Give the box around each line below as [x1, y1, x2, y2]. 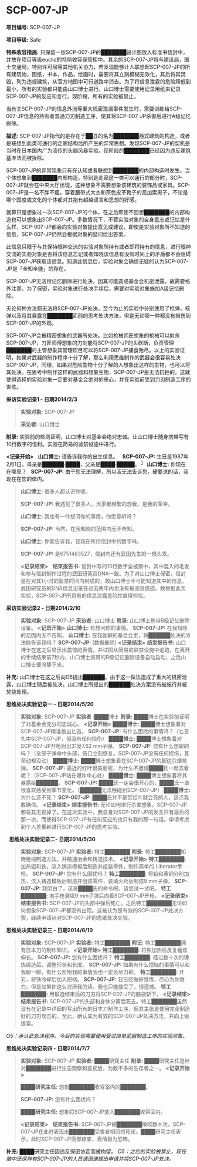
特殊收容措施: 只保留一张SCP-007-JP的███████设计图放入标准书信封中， [6, 48, 189, 56]
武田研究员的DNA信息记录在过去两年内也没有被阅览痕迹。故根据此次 [20, 585, 186, 592]
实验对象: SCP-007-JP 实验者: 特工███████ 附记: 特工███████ [20, 939, 181, 946]
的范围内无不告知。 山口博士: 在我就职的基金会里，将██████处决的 [20, 632, 186, 639]
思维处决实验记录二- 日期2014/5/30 [8, 835, 96, 842]
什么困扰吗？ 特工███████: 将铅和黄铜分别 [77, 870, 185, 877]
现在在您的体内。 [6, 475, 47, 482]
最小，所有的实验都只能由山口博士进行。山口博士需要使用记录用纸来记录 [6, 85, 181, 92]
